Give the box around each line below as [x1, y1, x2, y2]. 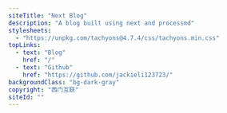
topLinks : [8, 41, 42, 49]
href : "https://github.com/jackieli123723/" [22, 71, 173, 79]
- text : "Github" [15, 64, 74, 72]
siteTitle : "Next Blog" [8, 11, 88, 20]
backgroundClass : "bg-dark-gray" [8, 78, 120, 86]
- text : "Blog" [15, 49, 66, 56]
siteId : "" [8, 93, 45, 101]
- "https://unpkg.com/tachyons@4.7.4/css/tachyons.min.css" [15, 33, 220, 42]
